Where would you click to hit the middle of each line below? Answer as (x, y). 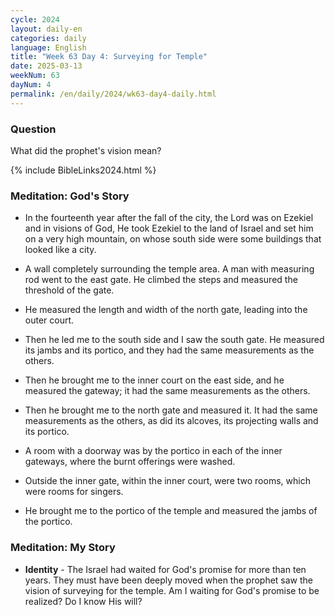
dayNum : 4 (31, 85)
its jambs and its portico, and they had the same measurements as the (169, 350)
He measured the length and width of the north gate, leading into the (166, 310)
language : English (48, 47)
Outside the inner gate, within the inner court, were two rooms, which (167, 481)
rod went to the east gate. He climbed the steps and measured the (161, 280)
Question (33, 129)
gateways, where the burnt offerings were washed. (130, 462)
